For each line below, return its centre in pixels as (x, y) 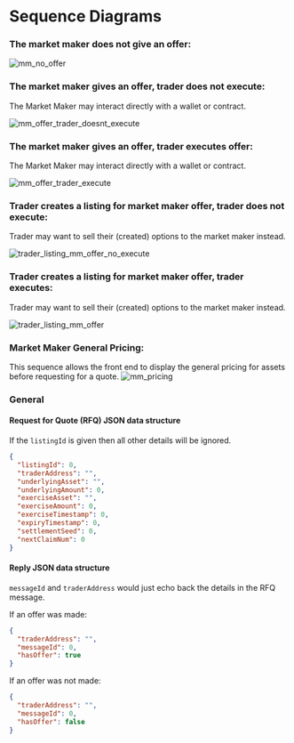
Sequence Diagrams (86, 16)
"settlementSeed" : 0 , (57, 531)
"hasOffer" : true (49, 656)
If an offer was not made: (55, 681)
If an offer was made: (48, 614)
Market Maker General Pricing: (77, 347)
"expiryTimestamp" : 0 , (59, 523)
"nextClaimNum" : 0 (52, 539)
